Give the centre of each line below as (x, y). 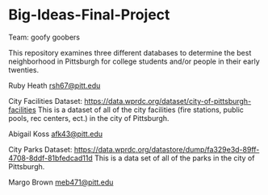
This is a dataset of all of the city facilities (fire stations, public (141, 110)
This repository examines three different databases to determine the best (130, 52)
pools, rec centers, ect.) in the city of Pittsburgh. (89, 118)
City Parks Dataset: (40, 149)
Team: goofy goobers (44, 37)
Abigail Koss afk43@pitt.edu (56, 134)
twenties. (23, 69)
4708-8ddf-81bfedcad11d (50, 158)
